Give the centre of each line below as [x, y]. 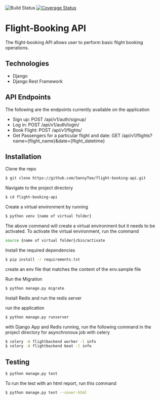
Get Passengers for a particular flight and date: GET [67, 135]
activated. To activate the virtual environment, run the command [72, 231]
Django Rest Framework [38, 81]
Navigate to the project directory [39, 188]
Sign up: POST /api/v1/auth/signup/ [49, 119]
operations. [17, 48]
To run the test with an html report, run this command [61, 383]
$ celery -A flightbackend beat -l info [49, 346]
